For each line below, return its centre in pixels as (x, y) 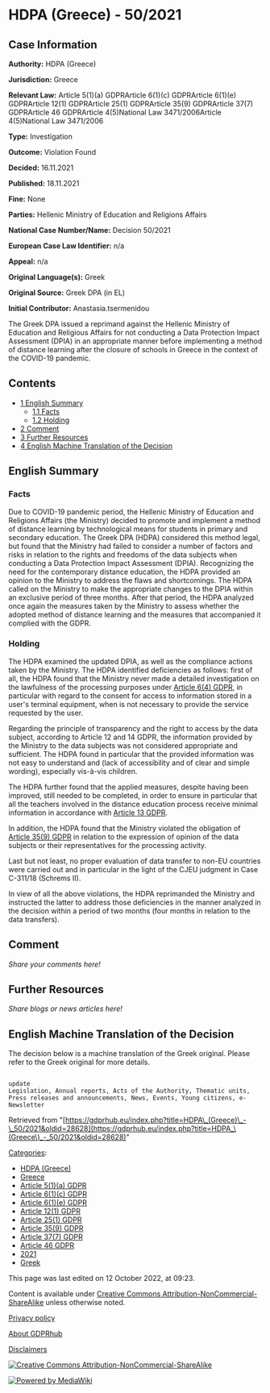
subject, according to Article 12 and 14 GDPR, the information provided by (131, 737)
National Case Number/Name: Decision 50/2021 (89, 230)
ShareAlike (26, 1303)
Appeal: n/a (28, 261)
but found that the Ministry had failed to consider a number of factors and (131, 546)
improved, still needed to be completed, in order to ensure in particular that (133, 795)
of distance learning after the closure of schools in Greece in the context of (133, 349)
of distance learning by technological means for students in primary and (128, 529)
